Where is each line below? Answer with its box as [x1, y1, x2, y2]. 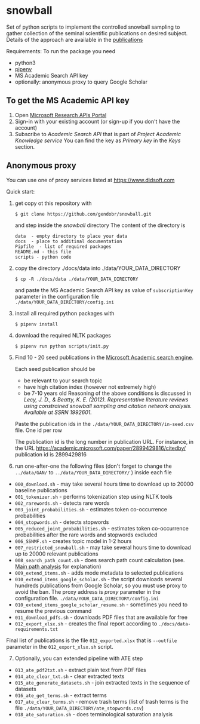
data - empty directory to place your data [14, 233, 128, 239]
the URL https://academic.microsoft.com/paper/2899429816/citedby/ [14, 444, 186, 452]
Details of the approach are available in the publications [6, 36, 143, 43]
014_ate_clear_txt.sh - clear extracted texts [14, 673, 125, 680]
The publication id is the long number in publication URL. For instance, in [14, 438, 194, 445]
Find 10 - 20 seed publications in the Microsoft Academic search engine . [14, 354, 194, 361]
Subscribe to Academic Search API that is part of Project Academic [14, 130, 181, 137]
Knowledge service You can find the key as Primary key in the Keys [14, 137, 181, 144]
